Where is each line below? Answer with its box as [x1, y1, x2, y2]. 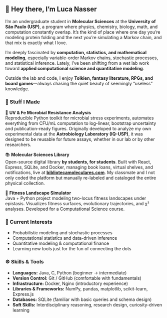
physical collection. [5, 180, 45, 186]
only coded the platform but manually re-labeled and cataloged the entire [5, 175, 156, 181]
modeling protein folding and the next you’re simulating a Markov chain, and [5, 34, 162, 40]
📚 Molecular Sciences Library [5, 151, 69, 158]
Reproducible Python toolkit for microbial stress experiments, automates [5, 115, 154, 121]
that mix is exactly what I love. [5, 40, 67, 46]
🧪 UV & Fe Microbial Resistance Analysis [5, 110, 91, 116]
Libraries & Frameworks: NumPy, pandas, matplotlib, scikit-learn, [12, 285, 148, 291]
